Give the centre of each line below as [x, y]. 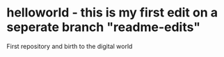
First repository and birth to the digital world [70, 46]
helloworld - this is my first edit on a [112, 13]
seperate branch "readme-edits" [104, 27]
